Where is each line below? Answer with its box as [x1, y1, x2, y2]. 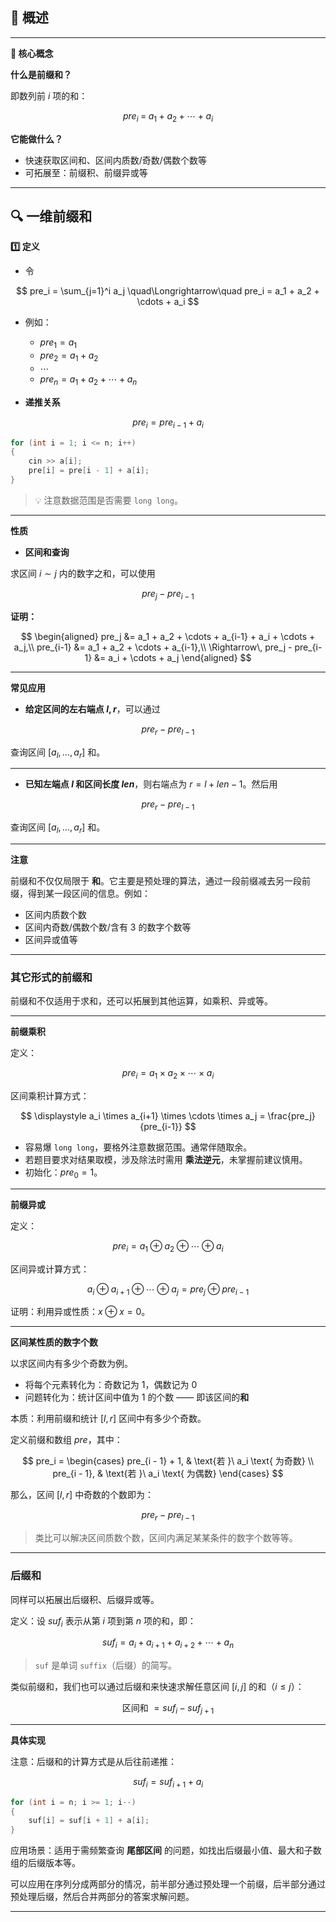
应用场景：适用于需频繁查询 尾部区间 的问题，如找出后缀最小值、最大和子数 [10, 1844, 322, 1857]
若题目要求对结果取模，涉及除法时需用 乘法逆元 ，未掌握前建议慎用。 [24, 1154, 308, 1166]
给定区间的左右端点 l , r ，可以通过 [24, 703, 161, 715]
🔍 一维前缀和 [10, 208, 93, 225]
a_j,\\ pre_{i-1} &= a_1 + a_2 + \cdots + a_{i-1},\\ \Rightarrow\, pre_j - [13, 641, 293, 653]
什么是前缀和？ [10, 68, 72, 80]
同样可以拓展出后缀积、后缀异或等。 [10, 1593, 160, 1605]
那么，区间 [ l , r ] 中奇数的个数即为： [10, 1489, 155, 1501]
